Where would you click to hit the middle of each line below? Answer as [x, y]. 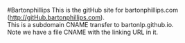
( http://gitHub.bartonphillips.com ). [56, 17]
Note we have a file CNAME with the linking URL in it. [83, 32]
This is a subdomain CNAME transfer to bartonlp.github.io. [90, 25]
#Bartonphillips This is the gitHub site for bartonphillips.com [93, 10]
